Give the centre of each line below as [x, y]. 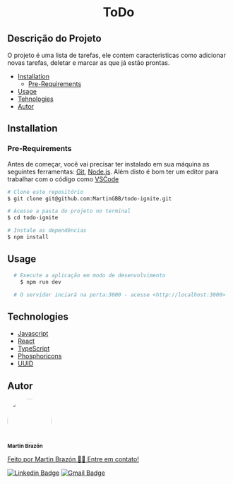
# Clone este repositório [45, 192]
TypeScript [34, 349]
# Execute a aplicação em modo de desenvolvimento [90, 275]
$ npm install [28, 237]
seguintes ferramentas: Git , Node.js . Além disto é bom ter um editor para [113, 171]
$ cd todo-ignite [33, 218]
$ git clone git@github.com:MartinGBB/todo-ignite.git [90, 198]
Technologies [38, 316]
